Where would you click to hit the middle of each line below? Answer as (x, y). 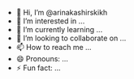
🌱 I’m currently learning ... (59, 29)
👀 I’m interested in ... (50, 21)
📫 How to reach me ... (54, 47)
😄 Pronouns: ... (42, 59)
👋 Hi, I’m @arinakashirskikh (62, 12)
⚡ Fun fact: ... (38, 68)
